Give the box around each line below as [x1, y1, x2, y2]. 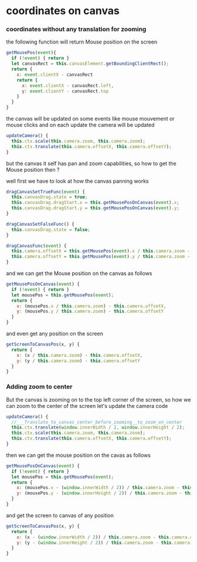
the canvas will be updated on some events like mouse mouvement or [6, 115, 175, 122]
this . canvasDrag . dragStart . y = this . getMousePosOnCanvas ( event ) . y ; [11, 205, 180, 211]
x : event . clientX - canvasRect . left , [21, 82, 114, 89]
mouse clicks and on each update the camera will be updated [6, 122, 155, 129]
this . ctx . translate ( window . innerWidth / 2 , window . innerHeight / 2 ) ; [11, 424, 185, 430]
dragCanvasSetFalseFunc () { [6, 221, 75, 227]
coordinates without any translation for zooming [6, 25, 147, 34]
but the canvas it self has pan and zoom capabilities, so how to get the [6, 160, 177, 167]
